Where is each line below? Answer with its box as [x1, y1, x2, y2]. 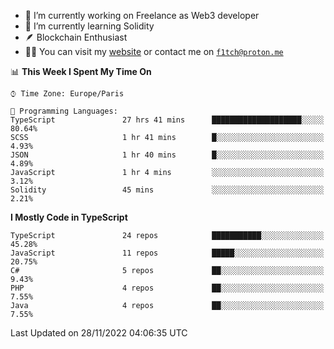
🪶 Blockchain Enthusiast [24, 31, 128, 43]
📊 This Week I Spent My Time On [10, 66, 152, 77]
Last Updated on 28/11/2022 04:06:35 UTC [10, 327, 188, 339]
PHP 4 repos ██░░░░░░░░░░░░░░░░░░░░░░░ [10, 283, 325, 293]
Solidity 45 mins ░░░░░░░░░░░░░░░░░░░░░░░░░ [10, 185, 325, 195]
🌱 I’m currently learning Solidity [24, 20, 155, 32]
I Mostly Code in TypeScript [10, 211, 128, 223]
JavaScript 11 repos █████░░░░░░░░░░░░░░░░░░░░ [10, 248, 325, 258]
